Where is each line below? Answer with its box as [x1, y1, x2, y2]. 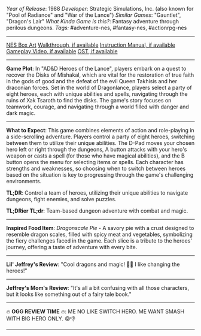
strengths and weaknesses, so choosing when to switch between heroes [6, 165, 186, 172]
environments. [6, 178, 42, 184]
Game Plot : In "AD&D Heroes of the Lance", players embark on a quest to [6, 65, 187, 72]
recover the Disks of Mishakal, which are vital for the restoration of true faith [6, 71, 194, 78]
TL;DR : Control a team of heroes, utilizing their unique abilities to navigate [6, 189, 188, 196]
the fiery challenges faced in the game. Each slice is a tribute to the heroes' [6, 237, 193, 244]
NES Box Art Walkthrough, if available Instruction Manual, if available [6, 41, 175, 49]
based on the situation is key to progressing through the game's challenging [6, 171, 194, 178]
